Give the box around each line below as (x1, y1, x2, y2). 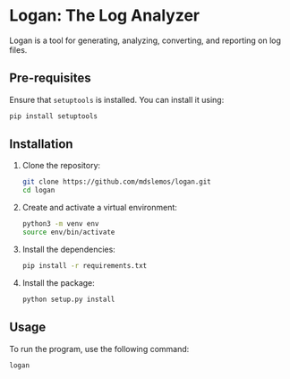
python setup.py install (21, 295, 115, 304)
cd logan (21, 185, 55, 195)
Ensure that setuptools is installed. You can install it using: (9, 94, 225, 105)
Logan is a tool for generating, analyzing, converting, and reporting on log (9, 35, 282, 46)
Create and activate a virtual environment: (21, 202, 177, 213)
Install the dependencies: (21, 244, 116, 254)
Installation (9, 136, 73, 152)
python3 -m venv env (21, 220, 99, 228)
